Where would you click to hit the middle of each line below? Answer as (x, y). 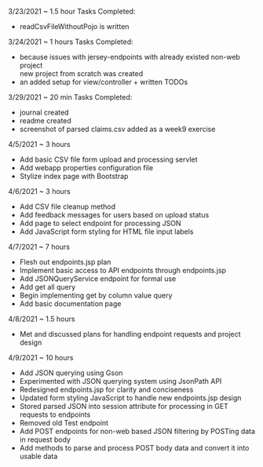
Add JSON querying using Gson (71, 373)
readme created (46, 120)
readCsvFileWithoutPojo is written (74, 26)
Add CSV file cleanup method (68, 206)
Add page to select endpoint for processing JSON (100, 223)
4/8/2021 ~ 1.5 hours (42, 319)
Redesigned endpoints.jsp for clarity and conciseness (106, 389)
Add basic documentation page (70, 304)
